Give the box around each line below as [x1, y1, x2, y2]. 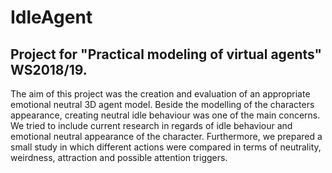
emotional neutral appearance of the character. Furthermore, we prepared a [10, 131, 323, 142]
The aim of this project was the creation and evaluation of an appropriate [10, 88, 311, 100]
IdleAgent [10, 6, 93, 29]
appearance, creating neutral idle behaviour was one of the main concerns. [10, 109, 321, 121]
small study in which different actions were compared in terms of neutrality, [10, 141, 322, 153]
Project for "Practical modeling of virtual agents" [10, 46, 323, 63]
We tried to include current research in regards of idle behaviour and [10, 120, 293, 131]
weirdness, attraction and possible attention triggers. [10, 152, 228, 163]
